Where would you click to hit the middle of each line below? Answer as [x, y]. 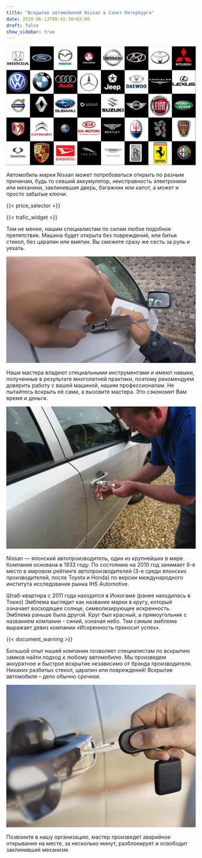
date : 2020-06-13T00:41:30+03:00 [48, 19]
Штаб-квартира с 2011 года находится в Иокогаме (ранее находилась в [98, 596]
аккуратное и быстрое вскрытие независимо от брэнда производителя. [99, 664]
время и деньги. [27, 398]
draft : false [23, 25]
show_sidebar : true [31, 32]
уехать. [16, 248]
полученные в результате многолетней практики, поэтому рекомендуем [100, 379]
